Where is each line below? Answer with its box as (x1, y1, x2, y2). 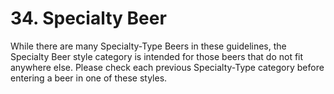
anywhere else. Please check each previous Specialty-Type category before (10, 61, 325, 73)
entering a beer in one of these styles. (10, 72, 168, 84)
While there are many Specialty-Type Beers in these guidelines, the (10, 40, 287, 52)
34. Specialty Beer (10, 7, 167, 30)
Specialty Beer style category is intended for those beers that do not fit (10, 50, 304, 62)
